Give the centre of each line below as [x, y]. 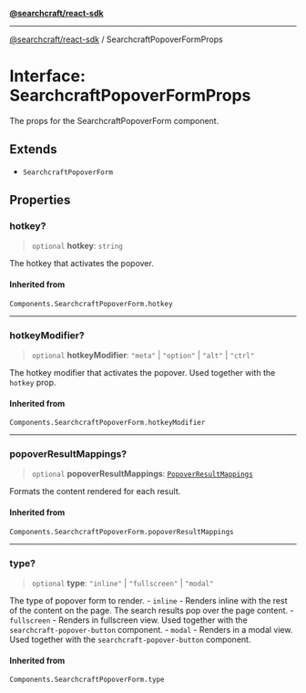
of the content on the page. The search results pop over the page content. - [152, 610]
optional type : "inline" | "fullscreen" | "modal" [122, 583]
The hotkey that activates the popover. [82, 264]
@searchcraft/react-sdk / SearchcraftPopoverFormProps [116, 39]
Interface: [48, 76]
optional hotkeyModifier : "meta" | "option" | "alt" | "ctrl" [143, 355]
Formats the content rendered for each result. [95, 491]
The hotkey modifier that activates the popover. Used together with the [143, 372]
